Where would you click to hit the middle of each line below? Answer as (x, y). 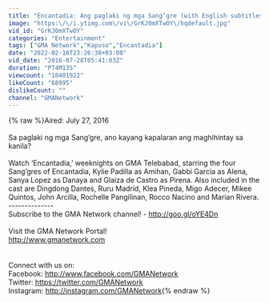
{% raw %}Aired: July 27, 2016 (59, 120)
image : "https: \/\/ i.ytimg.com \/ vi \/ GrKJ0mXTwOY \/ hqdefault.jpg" (119, 23)
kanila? (20, 146)
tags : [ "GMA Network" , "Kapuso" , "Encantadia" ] (85, 46)
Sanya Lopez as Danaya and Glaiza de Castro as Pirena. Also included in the (134, 180)
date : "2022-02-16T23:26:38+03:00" (68, 53)
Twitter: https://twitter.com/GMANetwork (76, 282)
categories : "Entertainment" (57, 38)
